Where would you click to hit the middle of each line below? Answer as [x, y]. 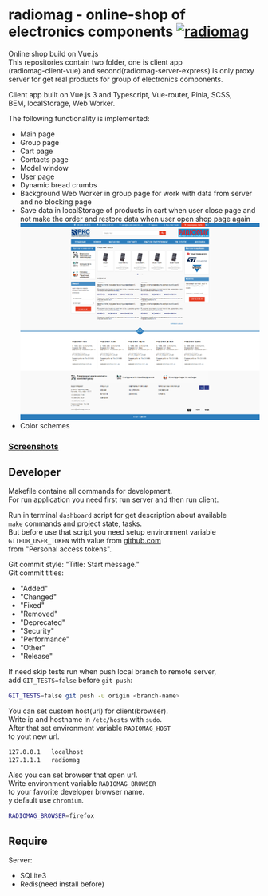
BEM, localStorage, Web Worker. [62, 103]
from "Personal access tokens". [60, 549]
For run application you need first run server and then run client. [114, 499]
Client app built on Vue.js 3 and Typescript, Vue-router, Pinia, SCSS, [120, 94]
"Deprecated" [43, 622]
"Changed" [38, 597]
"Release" [36, 657]
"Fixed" [32, 606]
